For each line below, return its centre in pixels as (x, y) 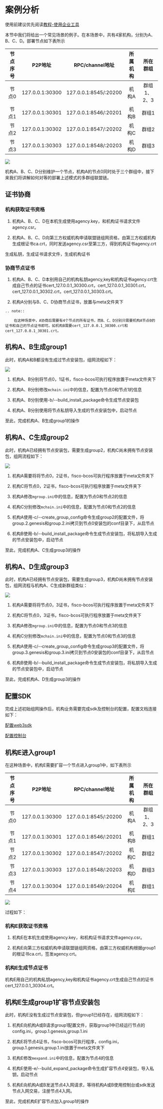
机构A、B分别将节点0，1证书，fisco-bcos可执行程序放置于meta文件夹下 (84, 379)
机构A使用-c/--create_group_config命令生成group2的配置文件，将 (78, 517)
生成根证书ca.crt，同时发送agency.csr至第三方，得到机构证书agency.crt (84, 244)
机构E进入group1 (30, 753)
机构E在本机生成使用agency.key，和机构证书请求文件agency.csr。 (78, 937)
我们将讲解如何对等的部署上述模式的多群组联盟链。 (60, 177)
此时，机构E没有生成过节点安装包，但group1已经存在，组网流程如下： (75, 1015)
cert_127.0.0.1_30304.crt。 (31, 985)
